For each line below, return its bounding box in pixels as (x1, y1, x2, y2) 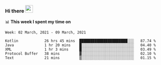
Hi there (5, 7, 24, 14)
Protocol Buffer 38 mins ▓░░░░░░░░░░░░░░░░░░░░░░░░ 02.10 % (5, 51, 156, 56)
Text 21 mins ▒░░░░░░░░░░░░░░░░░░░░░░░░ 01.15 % (5, 56, 156, 61)
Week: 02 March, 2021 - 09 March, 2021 (5, 30, 86, 35)
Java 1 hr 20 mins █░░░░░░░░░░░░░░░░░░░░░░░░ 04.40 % (5, 43, 156, 48)
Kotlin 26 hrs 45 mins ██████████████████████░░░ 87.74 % (5, 39, 156, 44)
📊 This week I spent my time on (5, 19, 71, 25)
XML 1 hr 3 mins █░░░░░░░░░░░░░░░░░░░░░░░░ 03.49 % (5, 47, 156, 52)
